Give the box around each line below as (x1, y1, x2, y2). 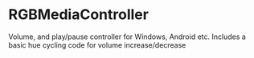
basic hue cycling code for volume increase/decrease (8, 40, 186, 49)
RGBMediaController (8, 6, 149, 24)
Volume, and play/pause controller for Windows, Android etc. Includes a (8, 32, 247, 41)
